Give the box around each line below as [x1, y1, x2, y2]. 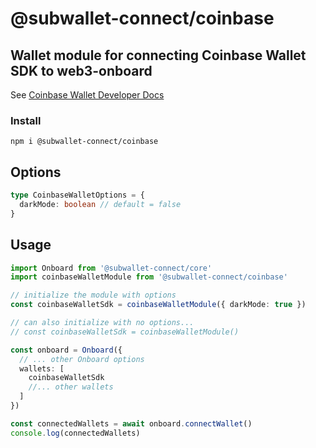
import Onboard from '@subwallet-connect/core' [10, 263, 213, 273]
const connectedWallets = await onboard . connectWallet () [10, 418, 253, 429]
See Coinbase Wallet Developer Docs [10, 89, 165, 101]
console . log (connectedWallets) [10, 428, 141, 438]
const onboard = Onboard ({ [10, 345, 123, 355]
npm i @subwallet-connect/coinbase [10, 137, 159, 147]
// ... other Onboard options [19, 354, 145, 364]
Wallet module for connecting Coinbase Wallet [10, 47, 307, 64]
